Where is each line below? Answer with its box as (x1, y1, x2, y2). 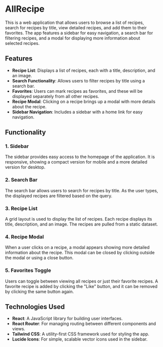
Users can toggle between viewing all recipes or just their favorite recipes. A (5, 278, 158, 284)
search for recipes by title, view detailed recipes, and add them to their (5, 24, 147, 30)
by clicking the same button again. (5, 288, 74, 294)
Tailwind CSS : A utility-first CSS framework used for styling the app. (12, 331, 149, 337)
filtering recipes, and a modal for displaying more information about (5, 35, 140, 41)
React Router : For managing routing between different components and (12, 321, 156, 327)
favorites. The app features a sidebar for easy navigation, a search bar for (5, 30, 153, 36)
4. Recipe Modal (5, 233, 44, 240)
